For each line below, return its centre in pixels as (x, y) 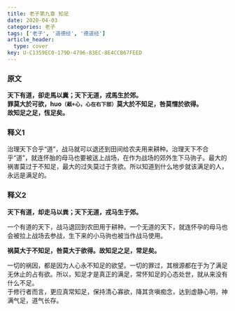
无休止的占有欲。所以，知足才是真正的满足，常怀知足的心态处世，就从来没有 (117, 274)
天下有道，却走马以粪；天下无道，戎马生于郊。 (74, 212)
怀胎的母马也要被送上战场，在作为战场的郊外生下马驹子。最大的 (135, 158)
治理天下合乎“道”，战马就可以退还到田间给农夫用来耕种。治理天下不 (105, 149)
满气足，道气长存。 (35, 300)
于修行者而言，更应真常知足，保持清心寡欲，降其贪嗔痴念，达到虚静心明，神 (117, 291)
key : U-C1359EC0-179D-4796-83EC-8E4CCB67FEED (74, 53)
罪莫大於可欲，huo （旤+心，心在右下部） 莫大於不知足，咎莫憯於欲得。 (105, 104)
